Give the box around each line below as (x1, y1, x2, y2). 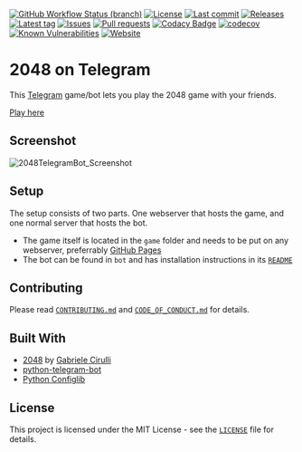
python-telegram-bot (22, 364, 102, 375)
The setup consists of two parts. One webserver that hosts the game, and (9, 207, 285, 218)
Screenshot (9, 133, 77, 149)
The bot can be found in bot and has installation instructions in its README (22, 254, 293, 264)
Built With (9, 331, 66, 346)
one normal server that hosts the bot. (9, 217, 147, 228)
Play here (9, 107, 45, 118)
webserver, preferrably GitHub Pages (22, 245, 162, 255)
